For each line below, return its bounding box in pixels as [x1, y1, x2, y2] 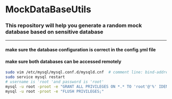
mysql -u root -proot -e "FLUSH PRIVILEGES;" [5, 89, 104, 94]
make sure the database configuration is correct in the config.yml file [5, 47, 156, 53]
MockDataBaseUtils [5, 4, 91, 15]
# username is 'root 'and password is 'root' [5, 80, 104, 85]
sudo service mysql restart [5, 74, 66, 80]
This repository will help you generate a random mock [5, 22, 142, 29]
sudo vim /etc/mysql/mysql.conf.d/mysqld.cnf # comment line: [5, 70, 143, 75]
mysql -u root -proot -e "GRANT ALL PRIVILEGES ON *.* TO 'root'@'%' [5, 84, 157, 89]
